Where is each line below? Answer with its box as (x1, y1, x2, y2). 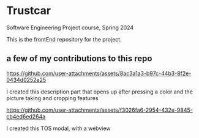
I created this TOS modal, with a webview (6, 125, 111, 132)
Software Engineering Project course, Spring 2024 (6, 24, 133, 31)
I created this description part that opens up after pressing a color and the (6, 88, 193, 95)
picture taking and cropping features (6, 94, 99, 101)
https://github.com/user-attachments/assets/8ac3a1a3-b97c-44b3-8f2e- (6, 70, 192, 77)
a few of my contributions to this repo (6, 53, 152, 64)
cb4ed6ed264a (6, 112, 46, 120)
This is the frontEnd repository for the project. (6, 35, 122, 43)
